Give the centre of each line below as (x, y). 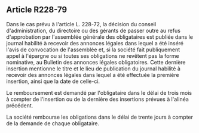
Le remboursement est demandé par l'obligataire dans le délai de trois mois (99, 92)
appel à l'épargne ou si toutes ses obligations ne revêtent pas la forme (93, 55)
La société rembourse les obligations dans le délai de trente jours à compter (99, 117)
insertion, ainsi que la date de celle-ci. (53, 81)
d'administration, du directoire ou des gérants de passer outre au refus (94, 30)
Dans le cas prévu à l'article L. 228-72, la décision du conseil (81, 24)
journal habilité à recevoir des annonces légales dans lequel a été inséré (95, 43)
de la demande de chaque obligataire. (53, 123)
